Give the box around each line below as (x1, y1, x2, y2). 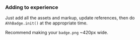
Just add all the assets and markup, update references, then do (5, 15, 135, 21)
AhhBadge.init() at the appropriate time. (5, 20, 88, 26)
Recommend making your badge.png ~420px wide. (5, 30, 108, 36)
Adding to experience (5, 4, 59, 11)
